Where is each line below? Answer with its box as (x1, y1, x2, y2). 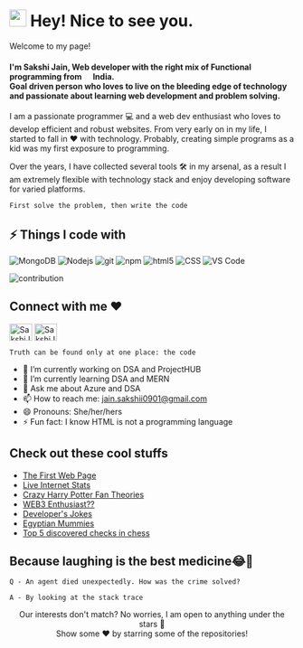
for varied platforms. (9, 183, 86, 194)
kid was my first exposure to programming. (9, 143, 170, 154)
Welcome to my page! (9, 41, 91, 52)
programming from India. (9, 70, 115, 81)
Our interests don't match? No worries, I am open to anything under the (19, 609, 285, 620)
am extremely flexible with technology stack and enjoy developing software (9, 174, 291, 185)
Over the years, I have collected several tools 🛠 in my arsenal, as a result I (9, 161, 287, 172)
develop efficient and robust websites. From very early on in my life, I (9, 124, 267, 135)
